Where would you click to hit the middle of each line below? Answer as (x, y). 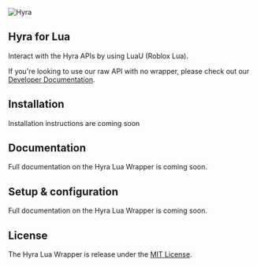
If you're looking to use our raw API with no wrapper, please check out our (129, 71)
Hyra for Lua (39, 37)
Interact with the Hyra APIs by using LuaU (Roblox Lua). (99, 56)
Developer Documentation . (52, 80)
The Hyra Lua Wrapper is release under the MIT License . (100, 254)
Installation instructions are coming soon (74, 123)
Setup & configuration (63, 192)
